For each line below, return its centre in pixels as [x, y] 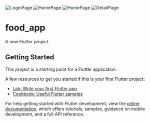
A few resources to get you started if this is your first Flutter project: [75, 79]
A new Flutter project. [27, 41]
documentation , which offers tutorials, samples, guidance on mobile [75, 109]
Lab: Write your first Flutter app [45, 88]
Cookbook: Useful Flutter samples [47, 94]
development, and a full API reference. [45, 114]
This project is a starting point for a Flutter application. [61, 69]
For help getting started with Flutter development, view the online [72, 103]
